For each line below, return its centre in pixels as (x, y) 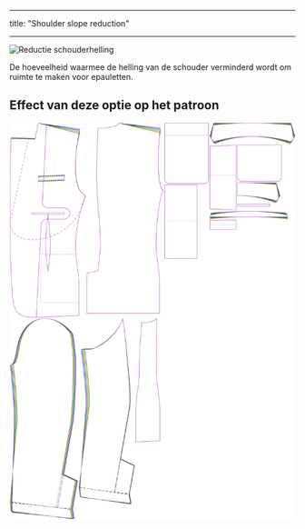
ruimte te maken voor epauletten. (71, 77)
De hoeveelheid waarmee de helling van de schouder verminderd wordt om (151, 67)
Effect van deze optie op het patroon (114, 105)
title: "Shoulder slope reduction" (69, 23)
